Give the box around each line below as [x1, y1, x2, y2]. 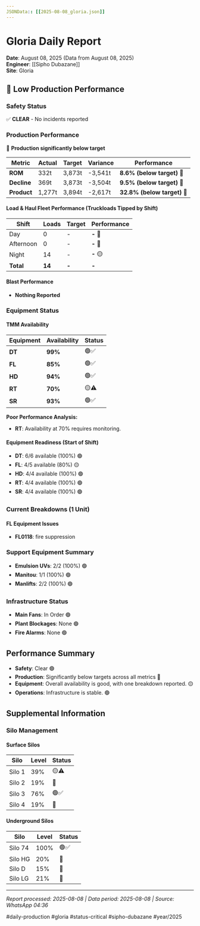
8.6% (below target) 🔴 [120, 168, 184, 177]
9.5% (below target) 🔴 [120, 178, 184, 187]
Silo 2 [9, 779, 26, 787]
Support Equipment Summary [6, 548, 94, 557]
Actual [37, 159, 58, 167]
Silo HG [9, 854, 30, 863]
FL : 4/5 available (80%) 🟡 [14, 461, 79, 468]
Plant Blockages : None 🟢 [14, 620, 79, 627]
